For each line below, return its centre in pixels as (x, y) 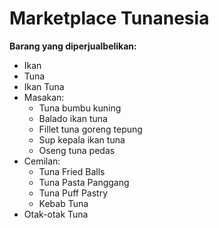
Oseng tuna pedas (77, 150)
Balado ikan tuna (73, 118)
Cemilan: (42, 161)
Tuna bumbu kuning (80, 108)
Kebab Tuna (63, 203)
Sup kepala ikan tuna (82, 139)
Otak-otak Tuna (56, 214)
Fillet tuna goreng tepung (90, 129)
